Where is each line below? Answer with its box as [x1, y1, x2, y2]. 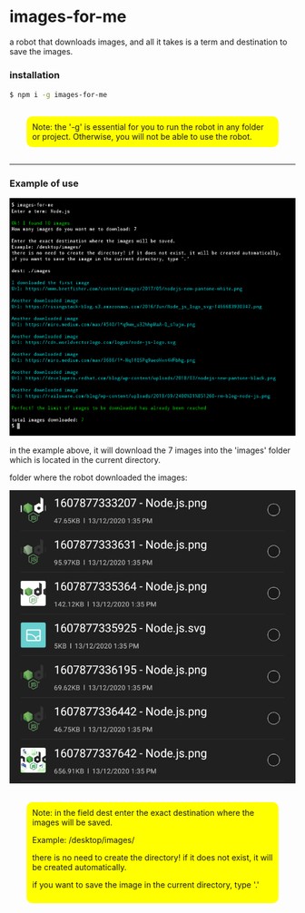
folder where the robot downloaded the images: [9, 472, 188, 483]
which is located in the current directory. [9, 455, 162, 465]
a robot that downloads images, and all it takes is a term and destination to [9, 36, 288, 47]
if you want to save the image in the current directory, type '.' [32, 879, 261, 890]
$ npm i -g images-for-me [9, 91, 107, 100]
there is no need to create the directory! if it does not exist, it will [32, 851, 273, 863]
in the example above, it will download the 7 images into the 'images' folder [9, 445, 291, 456]
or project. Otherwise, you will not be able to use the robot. [32, 132, 252, 142]
